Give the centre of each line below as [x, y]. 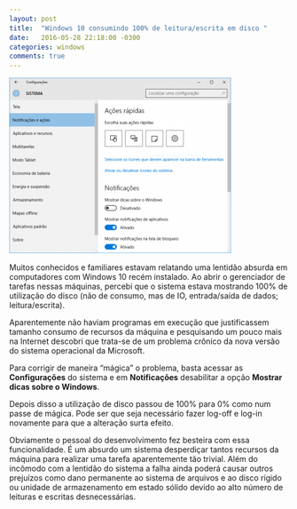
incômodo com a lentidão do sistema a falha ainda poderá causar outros [141, 469]
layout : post [33, 19]
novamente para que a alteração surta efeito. [92, 423]
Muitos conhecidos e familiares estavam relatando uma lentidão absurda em [148, 267]
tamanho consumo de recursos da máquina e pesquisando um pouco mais [145, 332]
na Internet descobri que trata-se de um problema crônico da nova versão [145, 341]
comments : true [37, 56]
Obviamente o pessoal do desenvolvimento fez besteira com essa [129, 441]
